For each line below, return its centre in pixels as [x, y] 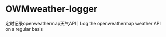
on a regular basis [24, 29]
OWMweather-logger [51, 9]
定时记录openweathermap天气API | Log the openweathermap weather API [83, 23]
